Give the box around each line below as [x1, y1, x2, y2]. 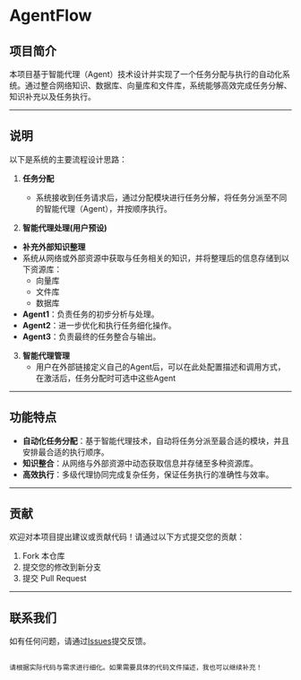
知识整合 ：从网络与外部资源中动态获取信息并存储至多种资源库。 [21, 458, 258, 468]
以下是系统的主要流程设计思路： [9, 153, 127, 164]
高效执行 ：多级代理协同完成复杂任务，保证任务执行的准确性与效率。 [21, 468, 274, 480]
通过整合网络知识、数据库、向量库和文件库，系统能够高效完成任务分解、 [24, 80, 292, 91]
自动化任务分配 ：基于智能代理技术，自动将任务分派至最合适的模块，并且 [21, 435, 289, 446]
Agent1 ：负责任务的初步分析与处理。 [21, 309, 159, 319]
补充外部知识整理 [21, 241, 86, 252]
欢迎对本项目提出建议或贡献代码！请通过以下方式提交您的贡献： [9, 531, 245, 543]
